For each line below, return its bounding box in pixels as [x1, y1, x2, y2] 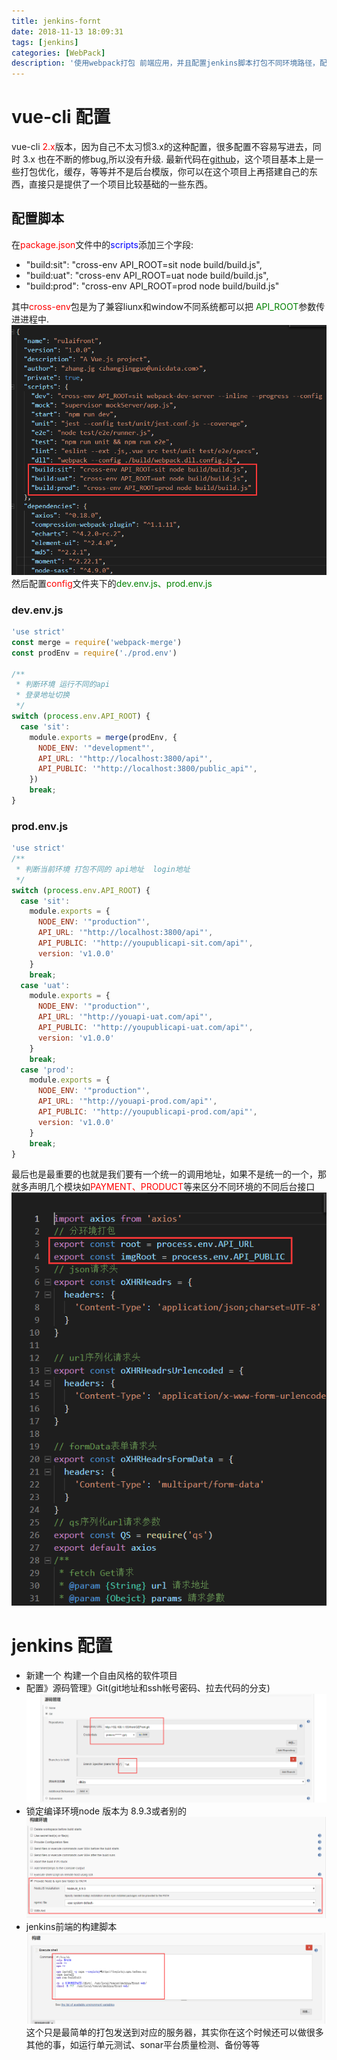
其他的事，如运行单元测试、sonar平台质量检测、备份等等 [25, 2039, 260, 2051]
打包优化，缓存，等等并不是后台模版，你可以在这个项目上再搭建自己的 [19, 166, 309, 178]
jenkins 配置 [11, 1635, 113, 1657]
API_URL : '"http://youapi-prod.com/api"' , [37, 1096, 218, 1107]
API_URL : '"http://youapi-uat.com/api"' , [37, 1012, 214, 1022]
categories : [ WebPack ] [11, 48, 106, 58]
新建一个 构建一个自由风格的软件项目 [25, 1669, 178, 1681]
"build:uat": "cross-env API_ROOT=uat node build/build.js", [25, 269, 269, 281]
